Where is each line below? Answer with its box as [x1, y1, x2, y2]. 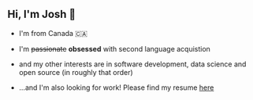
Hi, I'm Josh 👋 [7, 8, 76, 21]
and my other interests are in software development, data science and [18, 59, 247, 69]
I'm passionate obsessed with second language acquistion [18, 44, 210, 53]
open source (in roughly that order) [18, 67, 133, 77]
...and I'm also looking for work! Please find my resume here [18, 83, 214, 92]
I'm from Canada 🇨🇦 [18, 28, 88, 37]
